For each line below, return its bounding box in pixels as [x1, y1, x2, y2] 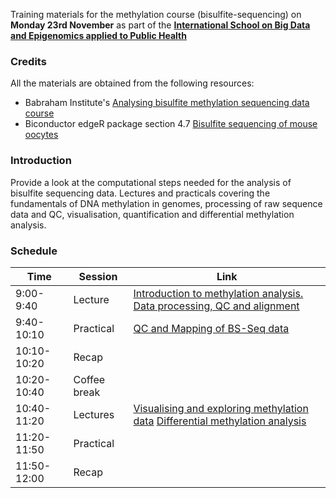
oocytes [24, 129, 59, 141]
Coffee [73, 372, 106, 386]
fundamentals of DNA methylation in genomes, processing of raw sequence [10, 197, 323, 209]
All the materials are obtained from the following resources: [10, 77, 255, 89]
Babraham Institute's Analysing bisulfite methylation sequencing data [24, 97, 310, 109]
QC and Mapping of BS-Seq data [133, 321, 290, 335]
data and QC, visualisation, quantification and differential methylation [10, 208, 295, 220]
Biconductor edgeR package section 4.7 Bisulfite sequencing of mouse [24, 118, 318, 130]
